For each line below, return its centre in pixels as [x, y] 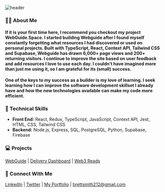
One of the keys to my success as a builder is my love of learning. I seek [80, 80]
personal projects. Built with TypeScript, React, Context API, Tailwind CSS [82, 48]
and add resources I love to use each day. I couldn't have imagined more [81, 64]
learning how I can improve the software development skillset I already [79, 85]
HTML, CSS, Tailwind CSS [39, 125]
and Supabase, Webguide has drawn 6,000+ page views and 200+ [75, 53]
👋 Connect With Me [29, 174]
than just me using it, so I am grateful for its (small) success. [68, 69]
